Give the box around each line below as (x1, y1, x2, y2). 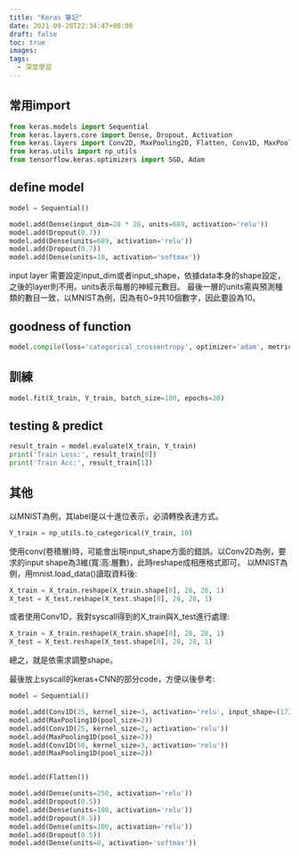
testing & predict (9, 418, 104, 433)
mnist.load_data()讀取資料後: (32, 568, 138, 579)
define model (9, 180, 85, 195)
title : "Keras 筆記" (9, 12, 83, 22)
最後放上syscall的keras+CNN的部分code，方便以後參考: (9, 674, 215, 685)
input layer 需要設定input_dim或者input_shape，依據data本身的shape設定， (9, 270, 286, 281)
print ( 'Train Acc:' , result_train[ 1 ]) (9, 458, 153, 468)
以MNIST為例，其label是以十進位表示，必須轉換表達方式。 (9, 510, 224, 522)
